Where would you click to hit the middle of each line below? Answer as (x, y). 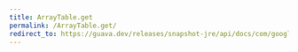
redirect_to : (33, 33)
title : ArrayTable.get (51, 17)
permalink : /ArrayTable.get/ (63, 26)
